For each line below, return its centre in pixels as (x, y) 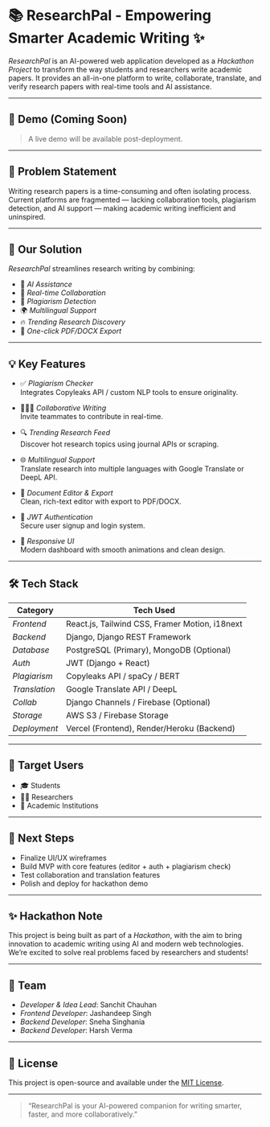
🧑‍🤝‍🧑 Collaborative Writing (63, 408)
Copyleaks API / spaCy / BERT (123, 676)
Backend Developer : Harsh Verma (76, 1030)
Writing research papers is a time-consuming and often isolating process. (130, 191)
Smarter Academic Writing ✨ (106, 38)
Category (35, 610)
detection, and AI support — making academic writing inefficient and (122, 208)
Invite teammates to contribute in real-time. (91, 417)
